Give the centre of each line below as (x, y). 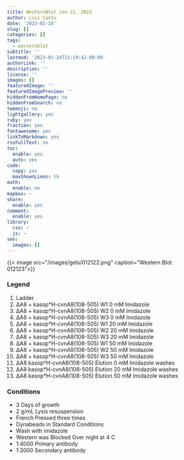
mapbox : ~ (20, 194)
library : (18, 222)
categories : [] (26, 35)
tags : (14, 40)
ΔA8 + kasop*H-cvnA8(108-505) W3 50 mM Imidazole (85, 356)
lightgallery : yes (30, 114)
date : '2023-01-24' (32, 23)
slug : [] (18, 29)
